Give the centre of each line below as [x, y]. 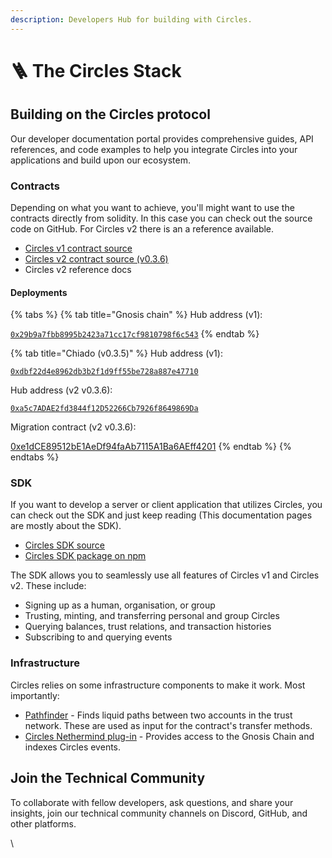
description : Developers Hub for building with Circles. [131, 19]
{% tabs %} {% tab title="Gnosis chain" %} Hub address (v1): [136, 315]
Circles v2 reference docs [78, 269]
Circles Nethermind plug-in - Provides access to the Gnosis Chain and [169, 736]
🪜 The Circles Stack [96, 70]
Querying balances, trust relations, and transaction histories [148, 627]
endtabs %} [35, 457]
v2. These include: [48, 586]
